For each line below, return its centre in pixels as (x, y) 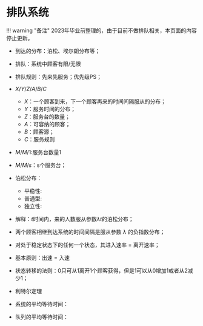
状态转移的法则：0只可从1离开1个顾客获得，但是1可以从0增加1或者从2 (101, 270)
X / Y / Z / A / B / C (31, 89)
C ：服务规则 (39, 139)
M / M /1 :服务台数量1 (38, 152)
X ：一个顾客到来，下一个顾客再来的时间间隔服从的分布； (95, 101)
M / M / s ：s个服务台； (41, 165)
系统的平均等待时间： (42, 304)
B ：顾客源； (39, 132)
